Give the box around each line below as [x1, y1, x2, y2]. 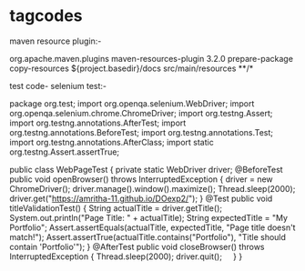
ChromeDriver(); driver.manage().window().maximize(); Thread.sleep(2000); [9, 183, 296, 194]
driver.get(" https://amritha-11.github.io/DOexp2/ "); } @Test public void [9, 193, 273, 204]
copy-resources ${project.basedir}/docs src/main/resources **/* [9, 63, 254, 74]
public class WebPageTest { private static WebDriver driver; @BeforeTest [9, 164, 284, 175]
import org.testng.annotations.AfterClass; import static [9, 136, 214, 147]
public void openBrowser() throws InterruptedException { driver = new [9, 174, 273, 185]
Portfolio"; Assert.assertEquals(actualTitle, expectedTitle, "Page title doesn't [9, 222, 296, 233]
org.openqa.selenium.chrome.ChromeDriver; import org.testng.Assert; [9, 107, 273, 118]
